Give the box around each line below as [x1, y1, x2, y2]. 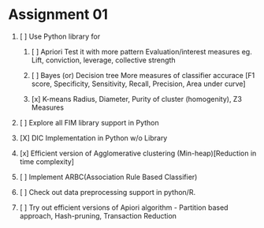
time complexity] [19, 156, 75, 166]
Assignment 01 [8, 6, 109, 24]
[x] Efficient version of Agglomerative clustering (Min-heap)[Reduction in [19, 148, 257, 158]
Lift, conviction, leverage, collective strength [31, 55, 176, 65]
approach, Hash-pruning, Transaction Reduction [19, 211, 177, 220]
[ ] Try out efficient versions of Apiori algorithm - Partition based [19, 203, 229, 212]
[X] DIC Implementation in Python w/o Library [19, 133, 168, 143]
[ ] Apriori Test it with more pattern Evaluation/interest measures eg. [31, 47, 252, 56]
